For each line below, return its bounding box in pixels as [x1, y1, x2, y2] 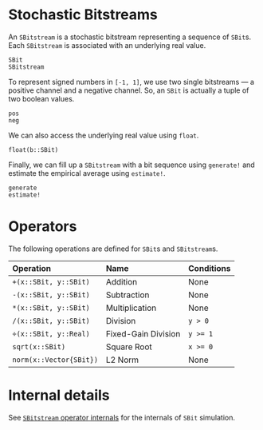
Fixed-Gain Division [105, 328, 181, 339]
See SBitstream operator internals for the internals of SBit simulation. [8, 412, 235, 422]
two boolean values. [8, 94, 75, 103]
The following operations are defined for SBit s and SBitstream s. [8, 244, 218, 253]
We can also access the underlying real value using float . [8, 130, 199, 140]
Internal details [8, 386, 110, 404]
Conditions [188, 262, 231, 273]
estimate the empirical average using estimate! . [8, 168, 166, 177]
